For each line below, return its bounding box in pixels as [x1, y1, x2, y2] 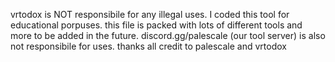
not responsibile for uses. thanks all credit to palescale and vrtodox [10, 40, 287, 52]
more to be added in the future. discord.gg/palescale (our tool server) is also [10, 30, 326, 41]
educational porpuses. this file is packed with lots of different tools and [10, 19, 303, 31]
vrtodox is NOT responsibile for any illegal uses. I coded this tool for [10, 9, 290, 20]
